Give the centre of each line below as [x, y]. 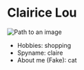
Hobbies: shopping [44, 45]
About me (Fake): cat [47, 60]
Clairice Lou [42, 13]
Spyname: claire [40, 53]
